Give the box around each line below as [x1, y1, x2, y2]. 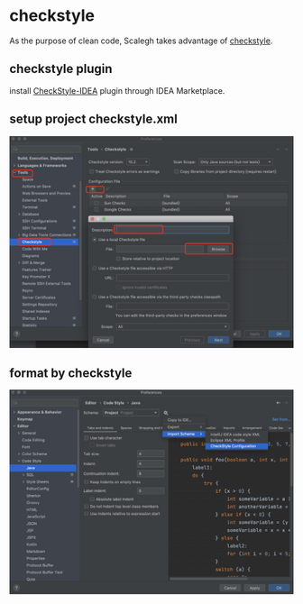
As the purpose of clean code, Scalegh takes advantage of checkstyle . [9, 35, 273, 46]
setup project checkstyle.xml [9, 112, 178, 127]
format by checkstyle [9, 365, 133, 380]
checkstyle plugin [9, 61, 113, 77]
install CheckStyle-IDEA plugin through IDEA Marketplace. [9, 85, 225, 96]
